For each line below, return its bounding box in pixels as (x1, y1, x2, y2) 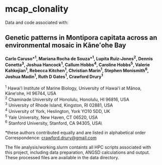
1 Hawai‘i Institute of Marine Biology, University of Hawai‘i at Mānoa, (5, 84, 142, 91)
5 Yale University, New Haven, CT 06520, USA (5, 113, 98, 120)
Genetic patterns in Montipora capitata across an (5, 34, 158, 42)
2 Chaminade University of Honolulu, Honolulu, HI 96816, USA (5, 95, 129, 102)
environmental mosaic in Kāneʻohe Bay (5, 41, 126, 50)
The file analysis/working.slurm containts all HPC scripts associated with (5, 145, 151, 150)
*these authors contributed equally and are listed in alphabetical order (5, 130, 146, 136)
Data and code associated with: (5, 19, 69, 25)
